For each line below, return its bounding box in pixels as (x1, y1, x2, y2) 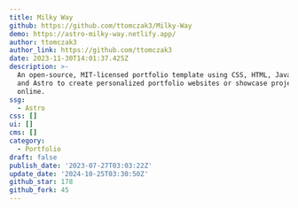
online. (17, 87, 46, 96)
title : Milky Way (9, 12, 74, 22)
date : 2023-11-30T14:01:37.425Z (9, 54, 129, 63)
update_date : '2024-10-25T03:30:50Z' (9, 169, 149, 178)
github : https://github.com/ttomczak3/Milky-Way (9, 21, 192, 30)
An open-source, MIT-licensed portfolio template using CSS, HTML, (17, 71, 272, 80)
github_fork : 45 (9, 186, 69, 195)
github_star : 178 (9, 178, 74, 187)
